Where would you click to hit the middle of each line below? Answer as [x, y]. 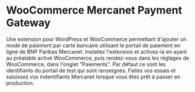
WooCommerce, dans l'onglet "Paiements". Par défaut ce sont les [86, 64]
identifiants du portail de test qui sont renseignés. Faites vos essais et [91, 70]
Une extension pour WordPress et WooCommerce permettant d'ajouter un [96, 39]
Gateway [28, 23]
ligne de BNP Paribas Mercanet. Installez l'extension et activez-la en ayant [97, 51]
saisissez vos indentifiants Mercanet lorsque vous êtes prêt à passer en [93, 77]
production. [20, 83]
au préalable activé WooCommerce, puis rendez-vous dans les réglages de [98, 58]
